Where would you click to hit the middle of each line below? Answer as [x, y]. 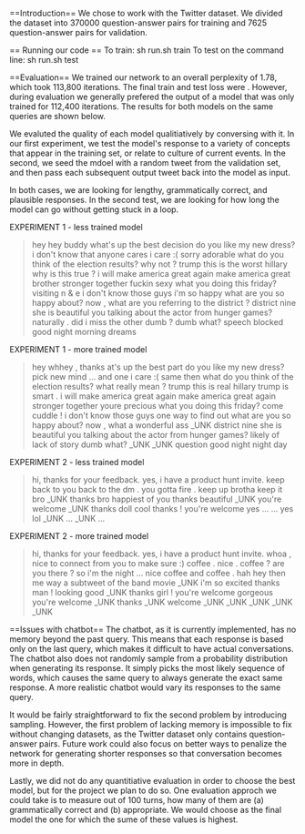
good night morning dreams [84, 332]
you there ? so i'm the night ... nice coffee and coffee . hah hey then [158, 573]
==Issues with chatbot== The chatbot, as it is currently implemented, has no [153, 629]
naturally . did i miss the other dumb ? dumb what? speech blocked [158, 322]
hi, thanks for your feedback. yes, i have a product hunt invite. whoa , [162, 554]
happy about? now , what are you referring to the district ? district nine [164, 303]
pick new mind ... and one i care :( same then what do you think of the [163, 376]
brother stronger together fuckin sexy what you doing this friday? [154, 283]
